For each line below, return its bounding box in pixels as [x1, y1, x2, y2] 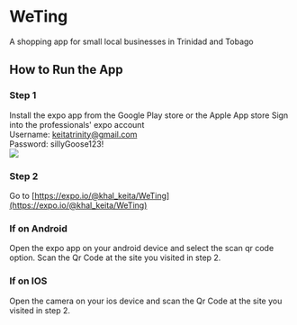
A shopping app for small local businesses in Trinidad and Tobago [9, 36, 254, 47]
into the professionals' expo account [9, 119, 145, 130]
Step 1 [9, 89, 37, 102]
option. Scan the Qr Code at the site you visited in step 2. [9, 252, 221, 263]
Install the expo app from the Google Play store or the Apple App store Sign [9, 110, 289, 121]
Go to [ [9, 190, 35, 201]
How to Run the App [9, 62, 123, 77]
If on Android [9, 222, 67, 235]
